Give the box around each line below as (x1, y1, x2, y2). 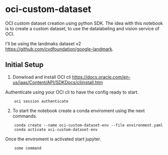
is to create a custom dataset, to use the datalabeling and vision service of (5, 25, 160, 31)
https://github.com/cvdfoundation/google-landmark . (5, 46, 114, 52)
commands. (12, 113, 37, 119)
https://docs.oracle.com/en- (72, 74, 131, 80)
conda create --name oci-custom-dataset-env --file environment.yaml (14, 122, 163, 128)
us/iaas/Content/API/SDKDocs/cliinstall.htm (12, 79, 103, 85)
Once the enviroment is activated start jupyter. (5, 136, 102, 142)
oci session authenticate (14, 99, 69, 104)
